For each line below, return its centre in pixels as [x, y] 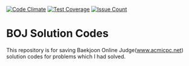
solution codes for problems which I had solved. [66, 56]
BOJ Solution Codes [57, 34]
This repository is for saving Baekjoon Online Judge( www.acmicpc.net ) [95, 50]
